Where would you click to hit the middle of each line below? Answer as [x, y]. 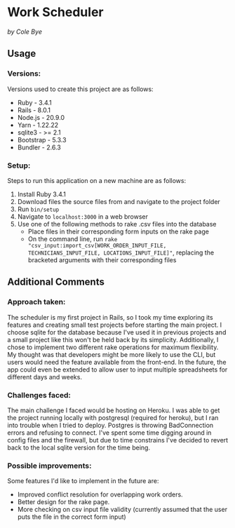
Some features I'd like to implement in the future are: [83, 481]
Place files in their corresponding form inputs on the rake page [118, 231]
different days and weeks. [45, 377]
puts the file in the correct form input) [72, 517]
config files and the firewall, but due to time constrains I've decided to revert [118, 440]
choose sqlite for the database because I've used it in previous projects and [117, 332]
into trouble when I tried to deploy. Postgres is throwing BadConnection [110, 425]
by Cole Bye [25, 32]
